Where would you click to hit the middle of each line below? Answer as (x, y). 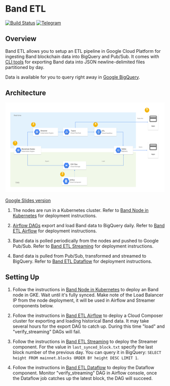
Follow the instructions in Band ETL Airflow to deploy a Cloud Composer (88, 315)
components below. (33, 305)
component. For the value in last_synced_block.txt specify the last (83, 347)
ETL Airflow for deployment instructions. (55, 231)
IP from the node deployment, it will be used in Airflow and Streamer (84, 300)
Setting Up (22, 277)
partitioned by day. (25, 67)
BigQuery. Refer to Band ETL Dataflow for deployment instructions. (82, 261)
